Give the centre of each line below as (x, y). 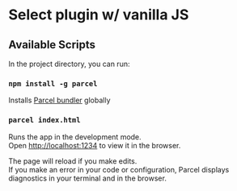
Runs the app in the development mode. (75, 137)
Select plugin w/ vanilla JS (99, 15)
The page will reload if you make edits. (73, 161)
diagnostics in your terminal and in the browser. (88, 178)
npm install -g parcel (53, 83)
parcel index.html (44, 120)
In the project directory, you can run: (69, 64)
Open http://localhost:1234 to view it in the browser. (95, 145)
